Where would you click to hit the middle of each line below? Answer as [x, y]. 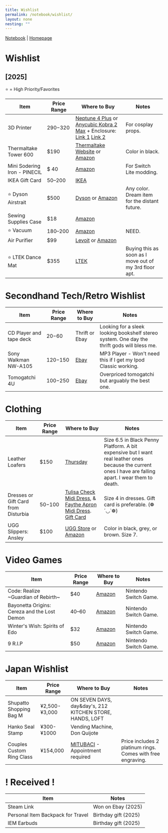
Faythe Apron [81, 505]
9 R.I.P [15, 644]
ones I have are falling [130, 471]
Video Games [34, 560]
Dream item [139, 195]
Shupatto [18, 703]
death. [111, 484]
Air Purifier [20, 241]
